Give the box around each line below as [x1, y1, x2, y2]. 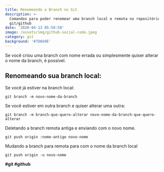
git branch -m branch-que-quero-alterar [5, 112, 89, 117]
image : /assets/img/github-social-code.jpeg [5, 30, 97, 35]
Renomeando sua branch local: [5, 72, 102, 80]
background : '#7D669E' [5, 39, 51, 44]
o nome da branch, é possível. [5, 57, 66, 64]
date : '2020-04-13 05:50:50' [5, 25, 64, 30]
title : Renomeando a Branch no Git [5, 7, 78, 12]
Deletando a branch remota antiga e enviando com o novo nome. [5, 125, 136, 131]
